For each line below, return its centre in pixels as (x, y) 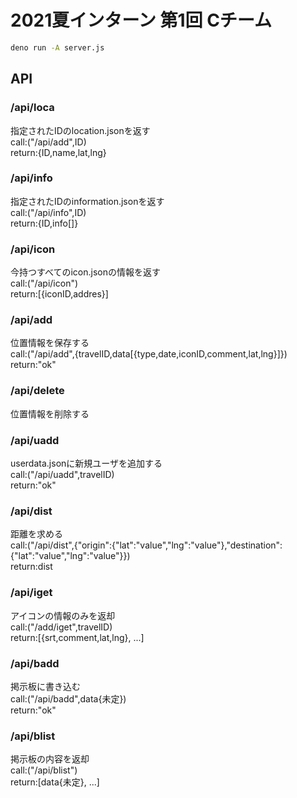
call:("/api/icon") (44, 283)
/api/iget (31, 593)
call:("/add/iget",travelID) (61, 627)
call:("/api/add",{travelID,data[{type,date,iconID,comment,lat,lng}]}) (149, 354)
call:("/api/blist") (44, 770)
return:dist (31, 567)
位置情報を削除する (50, 413)
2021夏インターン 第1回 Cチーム (141, 20)
